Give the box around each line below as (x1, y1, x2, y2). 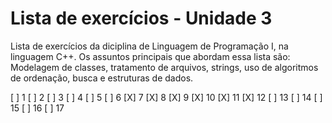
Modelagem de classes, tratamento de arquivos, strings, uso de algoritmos (10, 61, 319, 73)
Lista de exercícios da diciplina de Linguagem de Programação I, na (10, 40, 289, 52)
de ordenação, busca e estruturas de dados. (10, 72, 194, 84)
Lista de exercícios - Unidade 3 (10, 7, 273, 30)
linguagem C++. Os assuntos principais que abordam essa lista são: (10, 50, 291, 62)
